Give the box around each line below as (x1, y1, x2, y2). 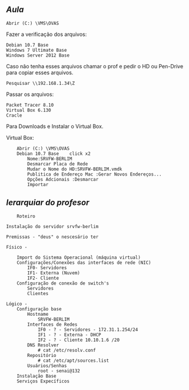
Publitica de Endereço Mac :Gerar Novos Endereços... (27, 171, 162, 177)
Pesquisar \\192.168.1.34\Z (6, 80, 75, 86)
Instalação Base (16, 373, 57, 379)
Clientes (27, 290, 49, 296)
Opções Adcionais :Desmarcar (27, 176, 99, 182)
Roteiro (16, 213, 35, 219)
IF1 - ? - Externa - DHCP (37, 332, 101, 338)
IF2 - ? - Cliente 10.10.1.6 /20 (37, 337, 120, 343)
